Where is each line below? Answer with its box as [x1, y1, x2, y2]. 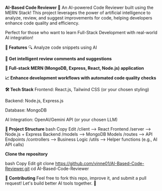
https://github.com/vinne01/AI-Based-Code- [55, 161, 144, 166]
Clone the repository [5, 151, 48, 157]
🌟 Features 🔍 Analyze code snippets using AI [5, 44, 97, 50]
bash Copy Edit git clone [5, 161, 55, 166]
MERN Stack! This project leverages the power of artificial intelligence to [5, 10, 151, 16]
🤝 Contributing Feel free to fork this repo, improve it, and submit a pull [5, 175, 146, 181]
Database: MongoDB [5, 107, 47, 113]
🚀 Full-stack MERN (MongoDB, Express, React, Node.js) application [5, 65, 144, 71]
